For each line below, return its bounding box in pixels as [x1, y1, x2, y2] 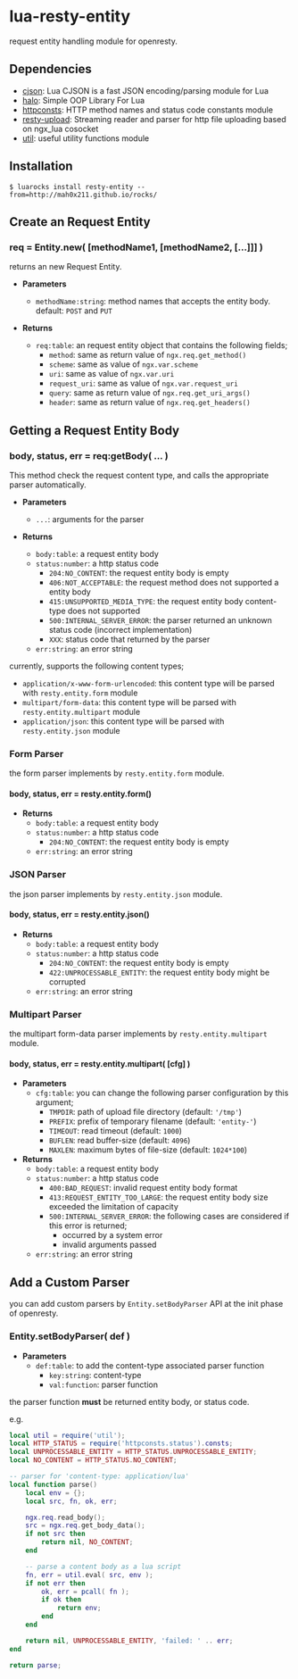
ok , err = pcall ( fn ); [41, 1587, 129, 1596]
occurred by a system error [62, 1230, 163, 1241]
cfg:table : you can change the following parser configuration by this [35, 1087, 289, 1099]
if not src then [25, 1529, 87, 1539]
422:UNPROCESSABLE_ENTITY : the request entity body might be [48, 967, 270, 977]
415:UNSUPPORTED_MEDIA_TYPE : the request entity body [48, 595, 244, 606]
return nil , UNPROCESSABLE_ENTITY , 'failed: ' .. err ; [25, 1636, 234, 1645]
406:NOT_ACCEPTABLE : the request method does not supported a [48, 577, 279, 587]
